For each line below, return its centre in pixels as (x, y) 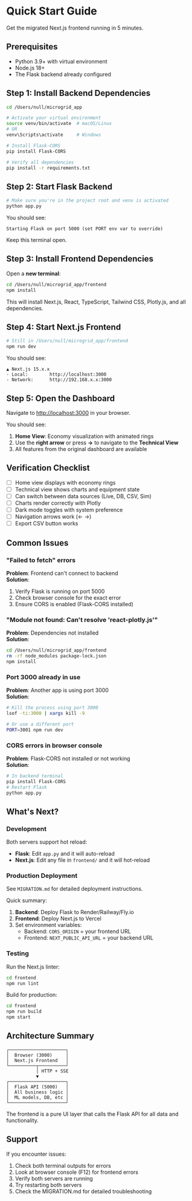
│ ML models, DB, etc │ (37, 1097)
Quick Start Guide (52, 11)
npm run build (24, 1012)
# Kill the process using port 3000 (52, 708)
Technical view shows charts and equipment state (77, 489)
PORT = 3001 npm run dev (35, 730)
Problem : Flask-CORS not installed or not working (68, 758)
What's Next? (33, 811)
